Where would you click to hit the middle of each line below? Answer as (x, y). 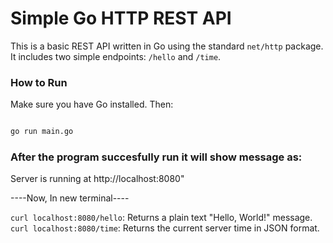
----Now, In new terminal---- (70, 198)
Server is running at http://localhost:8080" (97, 179)
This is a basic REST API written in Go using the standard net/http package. (167, 46)
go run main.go (42, 132)
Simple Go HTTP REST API (121, 18)
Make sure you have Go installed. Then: (92, 104)
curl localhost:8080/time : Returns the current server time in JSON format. (165, 228)
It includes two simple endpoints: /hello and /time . (116, 56)
